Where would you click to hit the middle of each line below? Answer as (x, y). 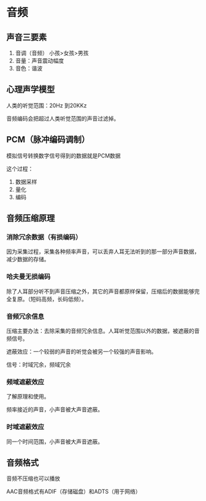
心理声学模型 (31, 90)
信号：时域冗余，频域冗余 (39, 364)
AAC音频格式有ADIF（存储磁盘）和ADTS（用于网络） (74, 492)
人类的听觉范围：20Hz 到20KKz (47, 105)
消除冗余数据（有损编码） (44, 237)
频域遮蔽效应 (25, 382)
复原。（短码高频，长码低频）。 (49, 299)
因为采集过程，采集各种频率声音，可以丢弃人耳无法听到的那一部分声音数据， (103, 251)
